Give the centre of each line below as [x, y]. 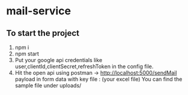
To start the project [43, 33]
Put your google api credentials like [59, 60]
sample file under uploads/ [48, 85]
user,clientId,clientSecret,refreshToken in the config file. [84, 66]
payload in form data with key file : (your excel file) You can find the [99, 79]
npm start [27, 54]
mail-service [38, 11]
